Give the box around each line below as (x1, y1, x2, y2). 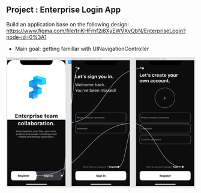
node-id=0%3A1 (6, 33, 47, 41)
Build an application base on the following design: (6, 20, 129, 28)
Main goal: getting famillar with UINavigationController (14, 45, 149, 52)
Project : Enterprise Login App (6, 5, 121, 15)
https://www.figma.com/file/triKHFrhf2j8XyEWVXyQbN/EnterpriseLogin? (6, 27, 186, 34)
